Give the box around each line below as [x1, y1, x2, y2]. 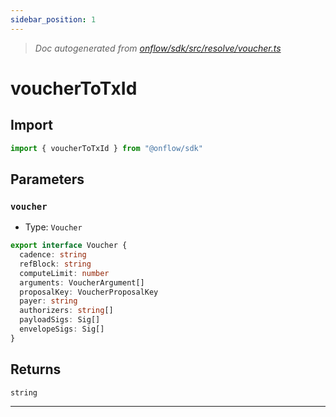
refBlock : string [19, 259, 92, 269]
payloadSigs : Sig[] [19, 315, 101, 325]
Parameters [10, 171, 85, 188]
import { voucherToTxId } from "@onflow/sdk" [10, 143, 203, 153]
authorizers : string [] [19, 306, 114, 316]
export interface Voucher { [10, 241, 128, 251]
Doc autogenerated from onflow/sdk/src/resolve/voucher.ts [34, 42, 282, 54]
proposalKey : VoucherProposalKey [19, 287, 159, 297]
